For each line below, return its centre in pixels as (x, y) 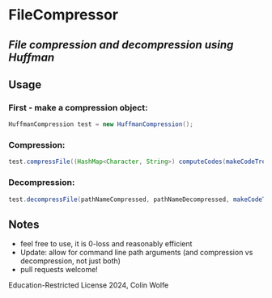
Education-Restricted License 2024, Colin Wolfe (89, 285)
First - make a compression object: (78, 107)
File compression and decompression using (121, 45)
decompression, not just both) (70, 261)
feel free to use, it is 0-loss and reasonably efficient (106, 244)
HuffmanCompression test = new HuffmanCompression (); (101, 124)
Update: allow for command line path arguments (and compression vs (136, 253)
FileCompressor (64, 15)
